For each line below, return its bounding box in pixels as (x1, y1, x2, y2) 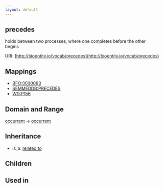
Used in (5, 176, 29, 185)
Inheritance (5, 132, 41, 140)
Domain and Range (5, 105, 64, 113)
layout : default (5, 7, 38, 12)
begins (5, 44, 19, 50)
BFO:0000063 (12, 81, 42, 86)
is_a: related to (12, 145, 42, 151)
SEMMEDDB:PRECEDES (12, 85, 61, 91)
